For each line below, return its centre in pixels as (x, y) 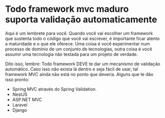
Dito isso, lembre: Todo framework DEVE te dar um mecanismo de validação (83, 64)
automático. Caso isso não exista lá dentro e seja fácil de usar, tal (72, 69)
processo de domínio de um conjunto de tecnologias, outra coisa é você (79, 49)
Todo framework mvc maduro (67, 9)
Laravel (20, 105)
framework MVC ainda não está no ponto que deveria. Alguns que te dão (79, 74)
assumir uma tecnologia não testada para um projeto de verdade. (72, 54)
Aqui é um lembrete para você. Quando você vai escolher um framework (79, 33)
